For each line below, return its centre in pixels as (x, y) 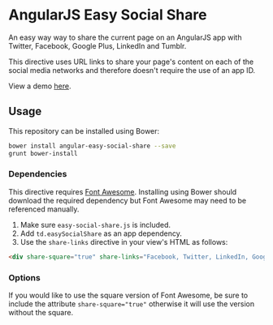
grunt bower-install (43, 153)
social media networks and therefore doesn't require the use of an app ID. (132, 70)
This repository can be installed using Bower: (84, 130)
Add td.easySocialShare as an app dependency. (101, 233)
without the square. (41, 312)
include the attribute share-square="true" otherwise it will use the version (131, 304)
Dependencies (38, 174)
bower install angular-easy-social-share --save (92, 146)
